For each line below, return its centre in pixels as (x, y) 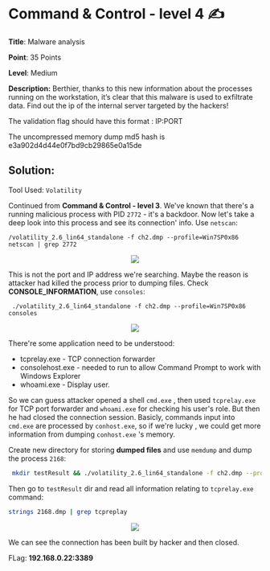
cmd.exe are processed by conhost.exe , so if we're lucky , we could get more (135, 425)
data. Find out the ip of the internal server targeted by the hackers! (119, 105)
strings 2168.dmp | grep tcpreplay (68, 511)
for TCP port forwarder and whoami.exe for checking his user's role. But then (134, 409)
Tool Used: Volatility (45, 190)
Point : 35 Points (35, 57)
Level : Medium (33, 72)
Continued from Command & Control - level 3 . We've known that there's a (131, 205)
